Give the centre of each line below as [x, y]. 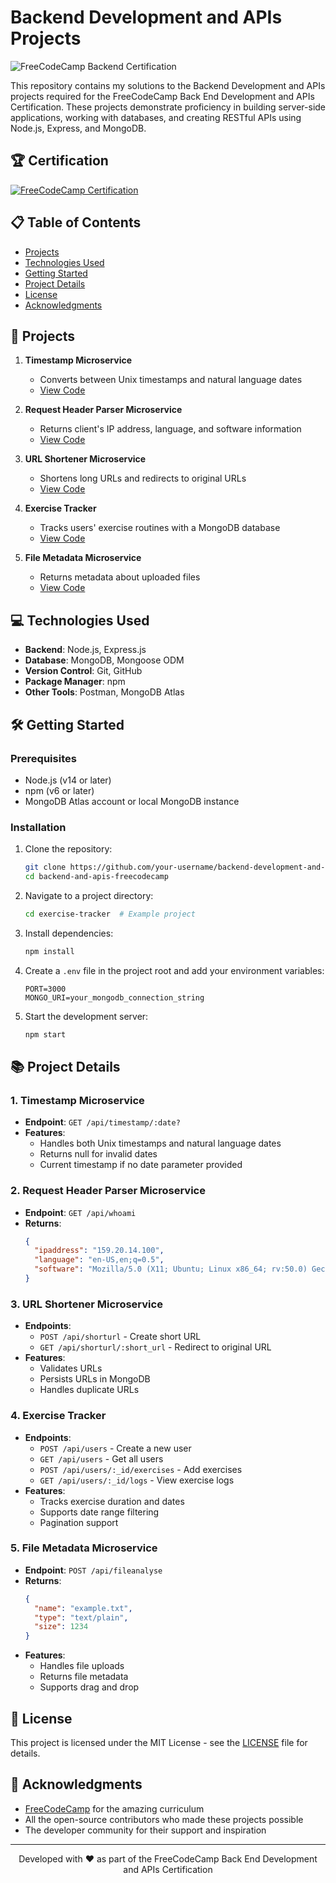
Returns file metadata [84, 1677]
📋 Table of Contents [76, 222]
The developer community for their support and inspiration [145, 1830]
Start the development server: [86, 1016]
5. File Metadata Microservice [84, 1548]
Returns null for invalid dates [98, 1154]
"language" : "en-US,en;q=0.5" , [99, 1260]
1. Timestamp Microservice [77, 1100]
